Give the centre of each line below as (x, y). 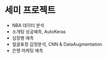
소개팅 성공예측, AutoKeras (39, 31)
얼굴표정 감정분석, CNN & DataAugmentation (57, 44)
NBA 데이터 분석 (28, 25)
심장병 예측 (23, 38)
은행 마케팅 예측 (27, 50)
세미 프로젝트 (30, 10)
